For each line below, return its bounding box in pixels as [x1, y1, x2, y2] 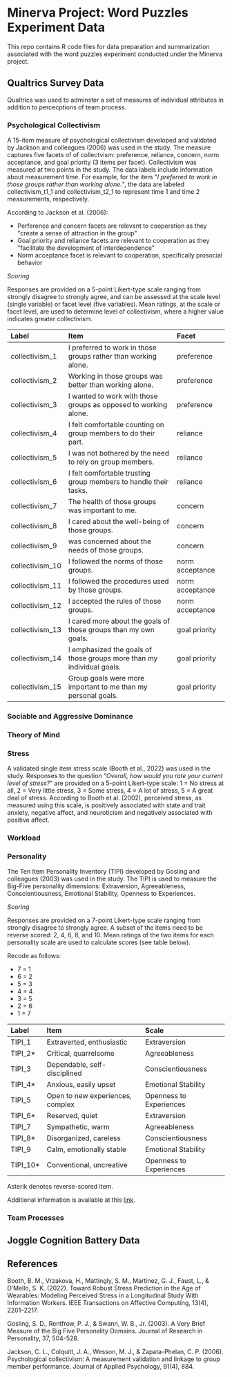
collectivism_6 [10, 477, 57, 487]
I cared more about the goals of [68, 616, 171, 626]
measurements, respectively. [7, 195, 90, 204]
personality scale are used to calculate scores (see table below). [7, 938, 191, 946]
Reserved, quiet [46, 1111, 98, 1121]
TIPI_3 [10, 1064, 31, 1074]
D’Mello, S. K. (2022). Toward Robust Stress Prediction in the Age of [7, 1284, 202, 1292]
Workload [7, 833, 41, 843]
